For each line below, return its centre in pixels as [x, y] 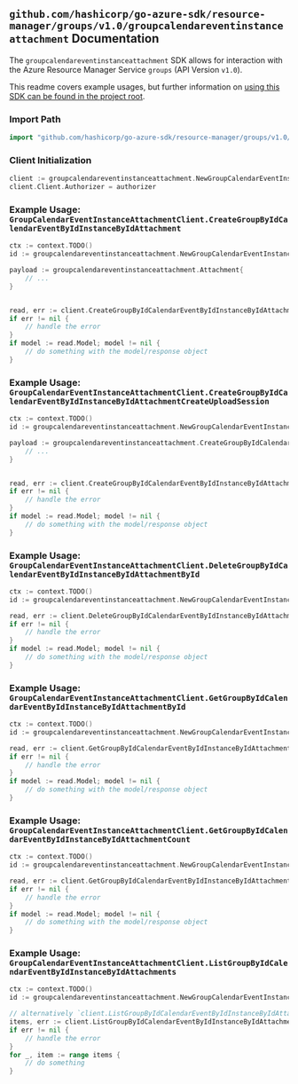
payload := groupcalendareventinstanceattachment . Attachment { [126, 271]
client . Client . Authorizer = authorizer [83, 187]
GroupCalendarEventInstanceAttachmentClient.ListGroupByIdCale [149, 963]
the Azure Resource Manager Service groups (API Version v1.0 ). [126, 69]
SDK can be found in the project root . [77, 96]
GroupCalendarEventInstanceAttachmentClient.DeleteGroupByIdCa [149, 565]
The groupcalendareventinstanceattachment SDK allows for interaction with [146, 60]
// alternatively [41, 1014]
